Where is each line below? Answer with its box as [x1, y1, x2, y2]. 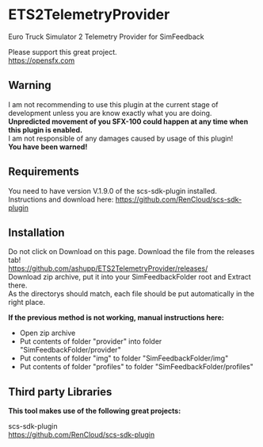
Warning [8, 79, 51, 92]
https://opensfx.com [8, 56, 75, 65]
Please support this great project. [8, 47, 117, 56]
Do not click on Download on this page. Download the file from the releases [8, 247, 255, 256]
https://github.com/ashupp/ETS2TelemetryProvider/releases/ [8, 264, 208, 273]
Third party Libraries [8, 385, 112, 399]
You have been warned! [8, 141, 88, 152]
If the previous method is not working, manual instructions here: [8, 313, 224, 322]
